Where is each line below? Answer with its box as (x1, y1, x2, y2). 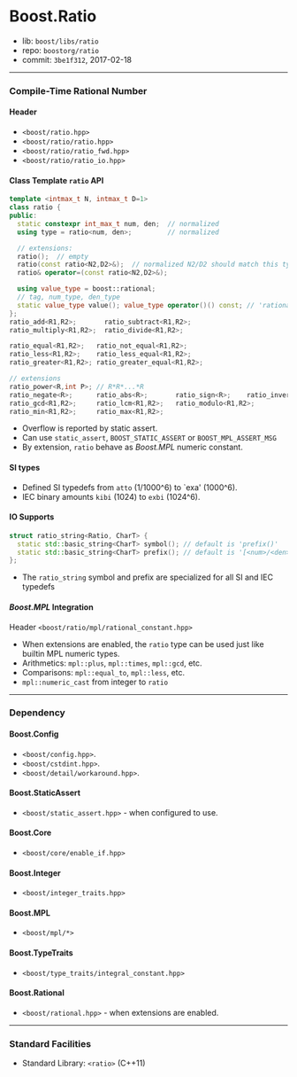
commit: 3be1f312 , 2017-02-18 (21, 54, 133, 65)
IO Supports (9, 511, 55, 522)
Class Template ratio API (9, 175, 104, 185)
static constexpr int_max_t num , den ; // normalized (17, 219, 219, 228)
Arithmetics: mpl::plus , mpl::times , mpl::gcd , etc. (21, 658, 202, 668)
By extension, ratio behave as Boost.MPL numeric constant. (21, 441, 243, 453)
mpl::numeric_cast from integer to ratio (21, 676, 169, 687)
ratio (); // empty (17, 252, 89, 261)
